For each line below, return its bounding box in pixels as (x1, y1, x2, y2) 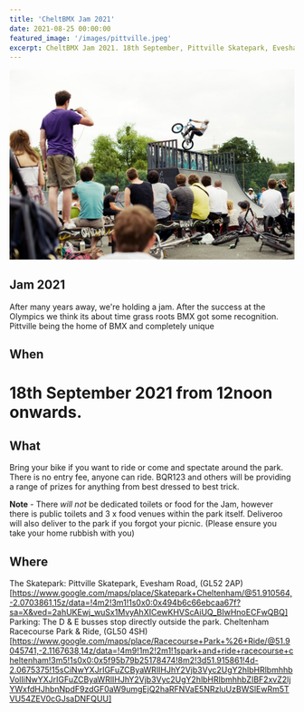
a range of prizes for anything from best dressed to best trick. (9, 481, 240, 492)
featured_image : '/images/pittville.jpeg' (9, 33, 172, 43)
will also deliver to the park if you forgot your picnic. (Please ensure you (9, 518, 278, 529)
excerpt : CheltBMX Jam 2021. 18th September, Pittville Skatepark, (9, 43, 270, 52)
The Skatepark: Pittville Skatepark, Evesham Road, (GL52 (9, 577, 223, 588)
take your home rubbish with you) (9, 527, 136, 538)
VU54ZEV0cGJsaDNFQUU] (9, 693, 112, 704)
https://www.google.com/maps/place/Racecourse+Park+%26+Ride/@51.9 (12, 635, 291, 646)
